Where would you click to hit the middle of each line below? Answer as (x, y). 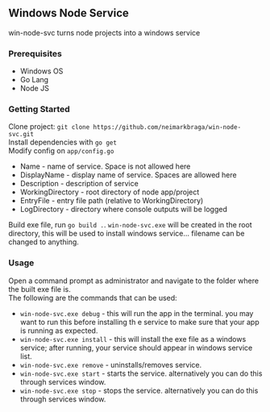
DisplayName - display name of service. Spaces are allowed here (128, 175)
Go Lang (34, 80)
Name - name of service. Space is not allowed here (105, 166)
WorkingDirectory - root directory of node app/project (110, 192)
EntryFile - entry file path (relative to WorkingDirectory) (112, 201)
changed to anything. (44, 242)
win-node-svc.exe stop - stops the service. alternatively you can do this (139, 390)
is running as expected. (59, 331)
